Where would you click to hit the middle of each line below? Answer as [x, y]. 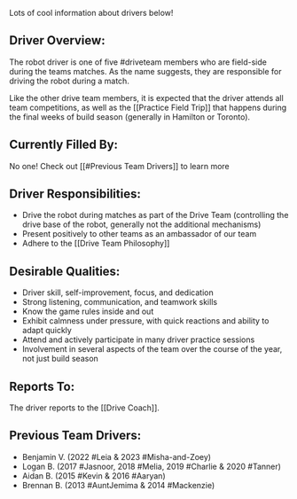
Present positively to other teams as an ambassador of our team [139, 234]
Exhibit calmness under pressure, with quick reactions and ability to [145, 321]
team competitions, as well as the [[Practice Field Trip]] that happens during [148, 107]
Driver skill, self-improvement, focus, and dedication [118, 292]
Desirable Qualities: [65, 271]
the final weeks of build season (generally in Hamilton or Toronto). [130, 117]
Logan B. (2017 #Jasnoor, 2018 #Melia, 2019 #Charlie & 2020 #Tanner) [152, 466]
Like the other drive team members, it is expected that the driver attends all [146, 97]
